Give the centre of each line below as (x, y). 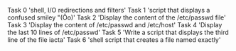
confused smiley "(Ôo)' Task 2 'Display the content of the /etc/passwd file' (117, 17)
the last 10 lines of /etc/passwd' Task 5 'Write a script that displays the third (118, 32)
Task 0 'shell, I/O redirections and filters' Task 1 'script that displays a (109, 10)
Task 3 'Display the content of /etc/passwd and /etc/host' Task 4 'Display (115, 25)
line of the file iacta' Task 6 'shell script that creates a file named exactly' (114, 40)
